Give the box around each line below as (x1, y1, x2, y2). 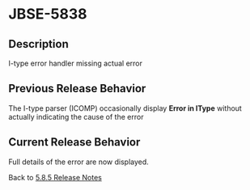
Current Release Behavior (8, 135, 141, 150)
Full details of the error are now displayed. (8, 157, 150, 167)
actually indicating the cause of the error (8, 112, 144, 121)
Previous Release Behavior (8, 82, 146, 95)
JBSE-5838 (8, 5, 87, 23)
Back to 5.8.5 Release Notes (8, 172, 103, 182)
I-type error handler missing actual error (8, 58, 143, 68)
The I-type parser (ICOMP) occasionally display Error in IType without (8, 103, 243, 113)
